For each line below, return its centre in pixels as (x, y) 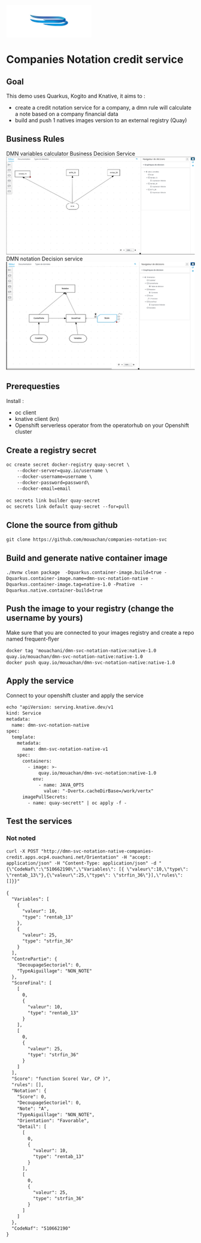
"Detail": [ (32, 1127)
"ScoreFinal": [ (32, 983)
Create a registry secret (51, 451)
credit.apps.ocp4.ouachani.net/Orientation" (63, 857)
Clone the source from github (62, 525)
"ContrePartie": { (35, 959)
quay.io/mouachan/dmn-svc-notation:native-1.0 (97, 773)
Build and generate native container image (87, 558)
